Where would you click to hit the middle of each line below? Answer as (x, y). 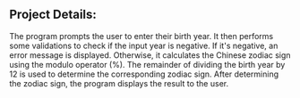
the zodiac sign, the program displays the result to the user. (119, 83)
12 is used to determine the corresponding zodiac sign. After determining (144, 74)
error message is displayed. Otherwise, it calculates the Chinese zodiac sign (150, 55)
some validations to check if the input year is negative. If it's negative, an (144, 45)
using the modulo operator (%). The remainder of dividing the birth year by (147, 64)
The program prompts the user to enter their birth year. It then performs (141, 36)
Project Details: (53, 15)
